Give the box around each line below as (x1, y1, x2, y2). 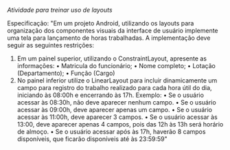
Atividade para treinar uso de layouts (7, 6, 113, 14)
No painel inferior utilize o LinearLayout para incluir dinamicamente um (16, 76, 218, 85)
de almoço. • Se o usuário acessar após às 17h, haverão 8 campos (16, 127, 206, 136)
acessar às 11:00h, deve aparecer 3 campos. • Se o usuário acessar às (16, 113, 218, 121)
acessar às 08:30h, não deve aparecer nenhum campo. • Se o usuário (16, 98, 216, 106)
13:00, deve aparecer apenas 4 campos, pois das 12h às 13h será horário (16, 120, 224, 128)
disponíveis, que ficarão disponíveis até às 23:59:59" (16, 135, 168, 143)
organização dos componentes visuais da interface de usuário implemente (7, 27, 218, 34)
